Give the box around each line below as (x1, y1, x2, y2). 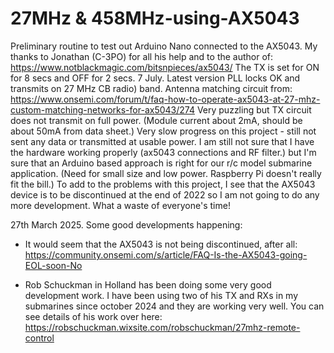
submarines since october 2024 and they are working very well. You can (24, 300, 325, 312)
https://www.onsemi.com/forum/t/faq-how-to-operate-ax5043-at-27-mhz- (10, 93, 321, 105)
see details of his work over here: (24, 310, 163, 322)
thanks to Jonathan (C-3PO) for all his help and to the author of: (10, 50, 274, 62)
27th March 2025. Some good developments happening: (10, 218, 243, 231)
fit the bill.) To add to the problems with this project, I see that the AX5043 (10, 178, 316, 190)
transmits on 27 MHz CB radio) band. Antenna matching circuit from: (10, 82, 293, 94)
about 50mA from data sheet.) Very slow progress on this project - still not (10, 125, 317, 137)
